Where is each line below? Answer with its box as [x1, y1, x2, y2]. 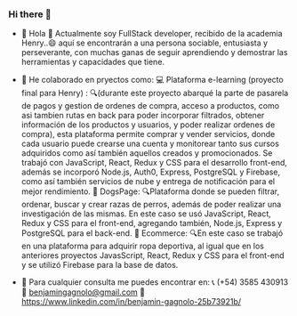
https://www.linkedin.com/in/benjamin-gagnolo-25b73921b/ [20, 296, 242, 307]
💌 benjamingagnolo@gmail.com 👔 [20, 287, 146, 297]
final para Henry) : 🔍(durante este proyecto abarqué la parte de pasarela [20, 88, 289, 99]
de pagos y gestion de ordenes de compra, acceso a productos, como [20, 101, 280, 111]
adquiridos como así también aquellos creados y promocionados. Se [20, 148, 273, 158]
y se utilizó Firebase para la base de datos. [20, 260, 179, 271]
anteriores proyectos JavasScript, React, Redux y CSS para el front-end [20, 250, 285, 261]
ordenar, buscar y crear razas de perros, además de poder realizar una [20, 199, 282, 210]
